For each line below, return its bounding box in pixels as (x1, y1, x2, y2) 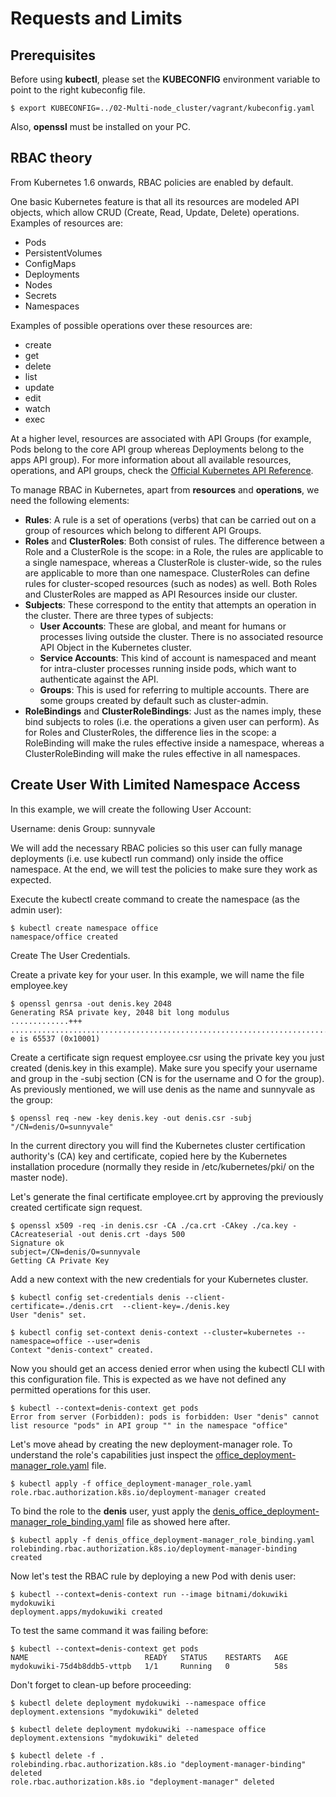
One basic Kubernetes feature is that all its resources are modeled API (10, 195, 300, 207)
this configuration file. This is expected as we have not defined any (10, 1373, 287, 1385)
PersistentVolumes (24, 247, 103, 259)
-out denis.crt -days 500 (77, 1229, 186, 1239)
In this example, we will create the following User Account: (10, 803, 252, 815)
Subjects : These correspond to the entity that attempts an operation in (24, 598, 317, 611)
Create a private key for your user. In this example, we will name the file (10, 968, 305, 981)
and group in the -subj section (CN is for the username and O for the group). (10, 1072, 325, 1084)
